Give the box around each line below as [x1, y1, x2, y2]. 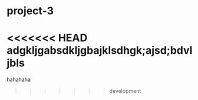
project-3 [6, 4, 54, 18]
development [109, 88, 141, 95]
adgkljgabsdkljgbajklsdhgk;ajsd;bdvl [6, 44, 193, 57]
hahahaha [6, 76, 31, 83]
